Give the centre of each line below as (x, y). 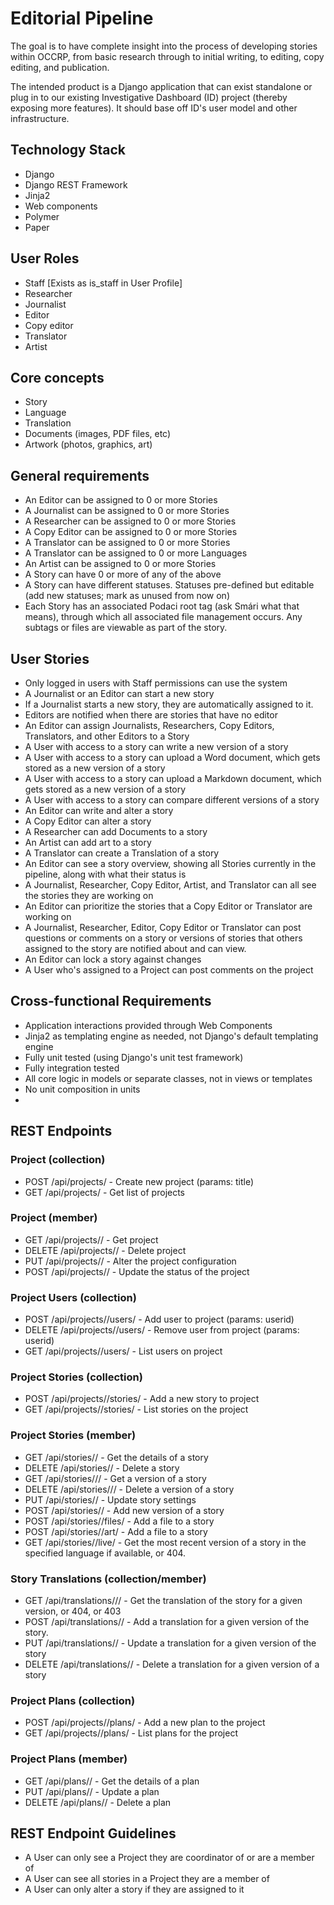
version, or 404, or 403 (73, 1611)
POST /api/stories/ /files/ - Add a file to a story (119, 1521)
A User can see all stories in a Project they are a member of (147, 1879)
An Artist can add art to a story (88, 842)
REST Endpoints (61, 1131)
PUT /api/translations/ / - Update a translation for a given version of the (170, 1643)
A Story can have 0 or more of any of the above (123, 574)
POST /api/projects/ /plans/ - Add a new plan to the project (145, 1723)
